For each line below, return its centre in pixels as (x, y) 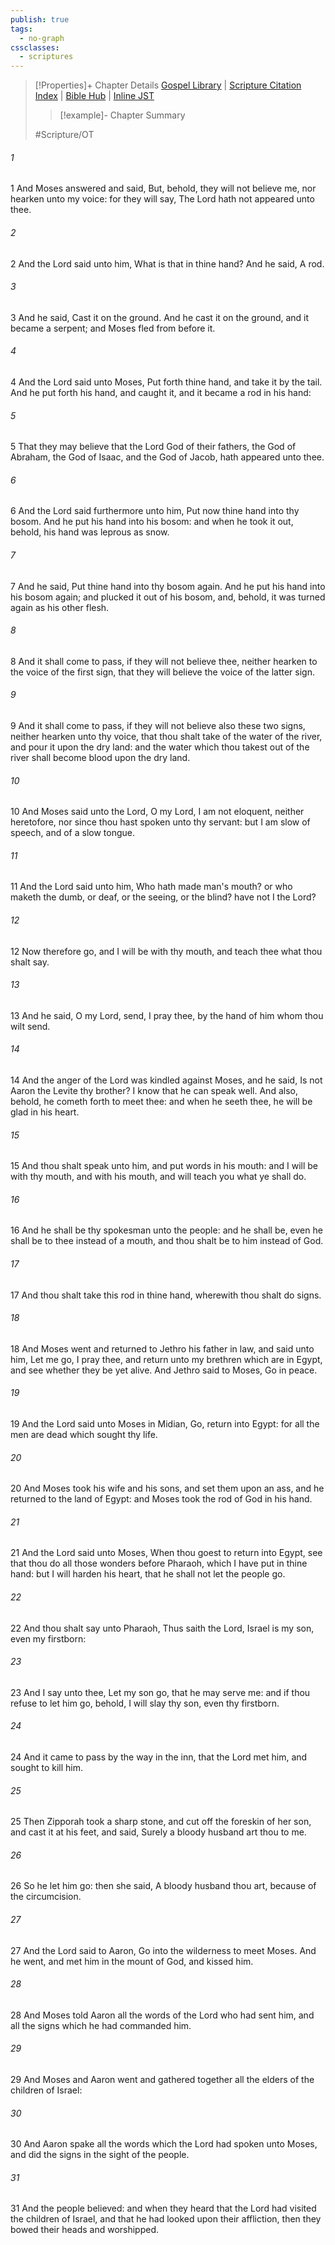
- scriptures (46, 57)
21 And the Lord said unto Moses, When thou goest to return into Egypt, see (166, 1553)
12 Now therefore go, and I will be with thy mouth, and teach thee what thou (166, 951)
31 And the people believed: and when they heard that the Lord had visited (163, 2208)
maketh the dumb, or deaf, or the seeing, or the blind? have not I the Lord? (163, 897)
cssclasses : (35, 47)
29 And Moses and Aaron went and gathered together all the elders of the (162, 2080)
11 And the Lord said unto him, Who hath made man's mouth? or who (151, 887)
